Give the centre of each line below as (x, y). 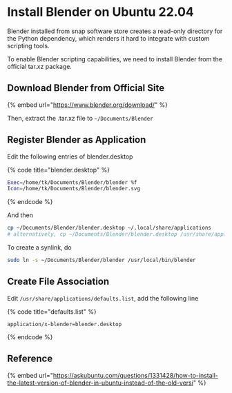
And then (20, 215)
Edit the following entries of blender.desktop (70, 157)
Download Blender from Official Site (86, 88)
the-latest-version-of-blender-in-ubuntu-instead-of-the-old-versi (100, 383)
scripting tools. (28, 46)
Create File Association (58, 282)
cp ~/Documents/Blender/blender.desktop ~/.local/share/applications (109, 228)
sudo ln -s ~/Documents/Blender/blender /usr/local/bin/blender (101, 260)
